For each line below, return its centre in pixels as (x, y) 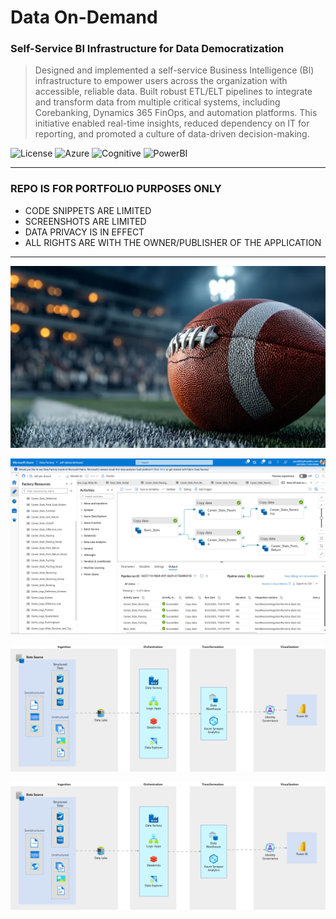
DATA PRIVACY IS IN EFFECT (84, 232)
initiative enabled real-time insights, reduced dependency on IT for (172, 123)
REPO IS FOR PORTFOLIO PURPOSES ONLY (116, 189)
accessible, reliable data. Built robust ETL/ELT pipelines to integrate (173, 92)
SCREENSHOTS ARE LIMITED (85, 221)
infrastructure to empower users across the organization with (161, 81)
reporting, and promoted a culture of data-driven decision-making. (172, 134)
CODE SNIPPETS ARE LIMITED (88, 210)
